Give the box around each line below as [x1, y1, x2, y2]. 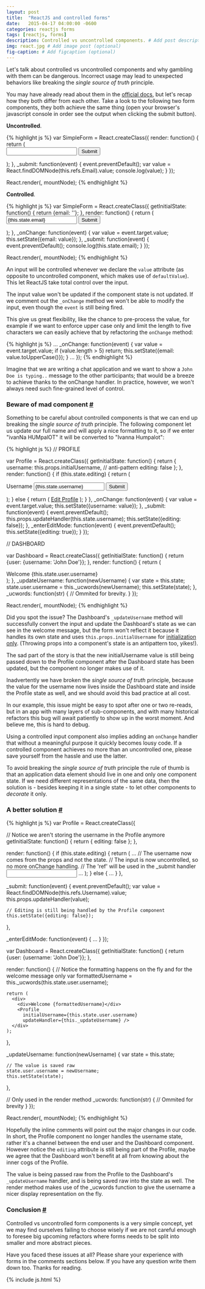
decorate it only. [6, 790, 48, 797]
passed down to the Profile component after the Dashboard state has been [6, 658, 194, 666]
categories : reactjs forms [6, 26, 75, 32]
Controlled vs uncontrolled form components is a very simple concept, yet [6, 1219, 193, 1226]
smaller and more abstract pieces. [6, 1239, 92, 1246]
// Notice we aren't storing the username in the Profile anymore [6, 831, 165, 838]
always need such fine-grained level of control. [6, 384, 125, 392]
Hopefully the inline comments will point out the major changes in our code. [6, 1126, 196, 1134]
